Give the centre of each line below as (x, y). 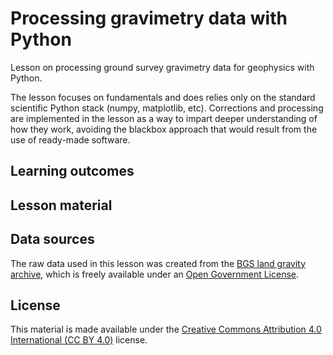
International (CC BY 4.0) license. (79, 340)
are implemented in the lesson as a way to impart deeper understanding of (164, 118)
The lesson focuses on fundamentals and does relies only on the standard (163, 97)
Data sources (52, 239)
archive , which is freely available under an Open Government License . (155, 274)
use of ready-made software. (70, 139)
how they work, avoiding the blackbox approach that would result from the (164, 129)
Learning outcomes (72, 171)
